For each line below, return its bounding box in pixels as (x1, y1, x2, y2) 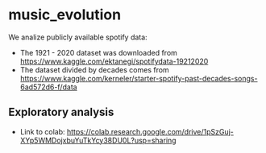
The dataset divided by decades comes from (19, 64, 169, 74)
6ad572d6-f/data (19, 82, 78, 92)
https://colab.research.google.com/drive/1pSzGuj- (66, 126, 234, 136)
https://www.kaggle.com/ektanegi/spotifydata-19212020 (19, 56, 209, 66)
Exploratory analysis (8, 105, 114, 119)
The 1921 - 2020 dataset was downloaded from (19, 48, 177, 57)
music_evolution (8, 6, 122, 24)
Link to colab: (19, 126, 66, 136)
